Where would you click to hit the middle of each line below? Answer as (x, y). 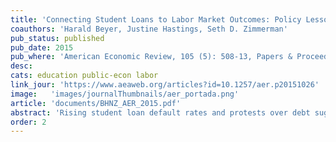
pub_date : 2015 (42, 47)
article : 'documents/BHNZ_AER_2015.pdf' (96, 103)
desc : (21, 66)
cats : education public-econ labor (84, 76)
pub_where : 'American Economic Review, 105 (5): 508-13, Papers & (151, 57)
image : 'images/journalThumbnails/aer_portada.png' (125, 94)
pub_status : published (57, 38)
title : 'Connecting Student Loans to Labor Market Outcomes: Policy (156, 19)
